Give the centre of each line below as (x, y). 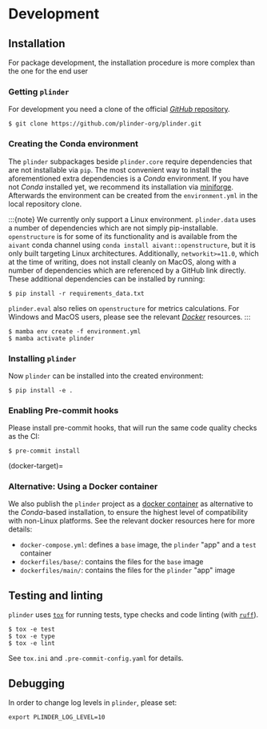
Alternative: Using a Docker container (83, 487)
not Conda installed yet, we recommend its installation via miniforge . (121, 187)
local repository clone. (45, 204)
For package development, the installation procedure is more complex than (132, 62)
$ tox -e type (32, 636)
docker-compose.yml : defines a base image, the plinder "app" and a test (138, 545)
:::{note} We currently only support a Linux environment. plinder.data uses (132, 219)
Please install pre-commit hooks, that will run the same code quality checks (133, 428)
